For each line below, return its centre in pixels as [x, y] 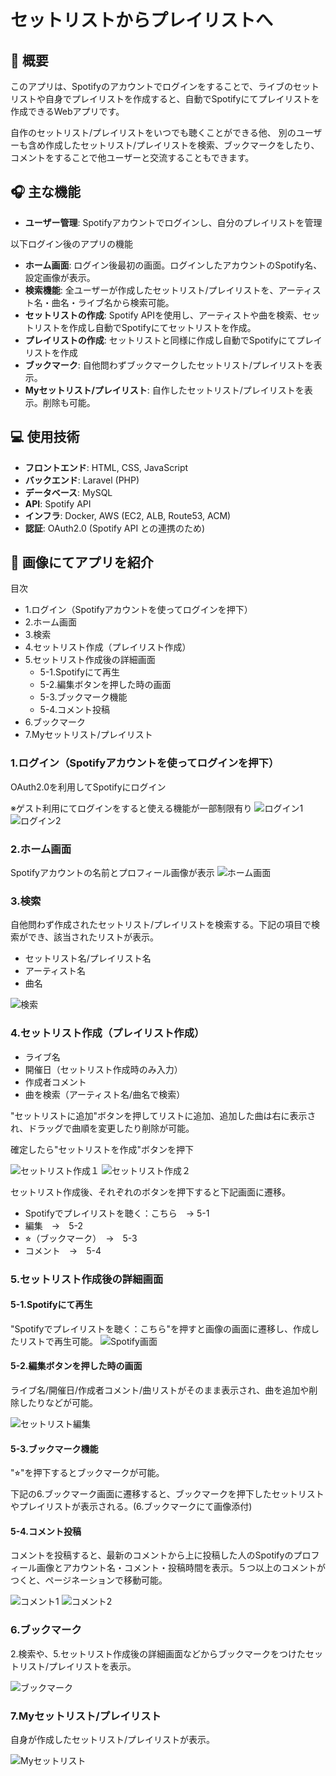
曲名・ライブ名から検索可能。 [113, 302]
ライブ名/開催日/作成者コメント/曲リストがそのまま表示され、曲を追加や [160, 1390]
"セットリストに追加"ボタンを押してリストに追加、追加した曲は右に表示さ [163, 1115]
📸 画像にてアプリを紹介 [82, 562]
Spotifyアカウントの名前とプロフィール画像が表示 [112, 873]
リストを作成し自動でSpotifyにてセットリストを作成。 [145, 327]
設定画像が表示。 [60, 277]
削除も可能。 [69, 402]
